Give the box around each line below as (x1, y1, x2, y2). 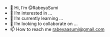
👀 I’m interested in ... (9, 10, 52, 16)
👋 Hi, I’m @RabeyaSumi (9, 5, 58, 10)
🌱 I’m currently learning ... (9, 15, 63, 21)
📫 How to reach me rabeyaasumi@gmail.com (9, 26, 105, 32)
